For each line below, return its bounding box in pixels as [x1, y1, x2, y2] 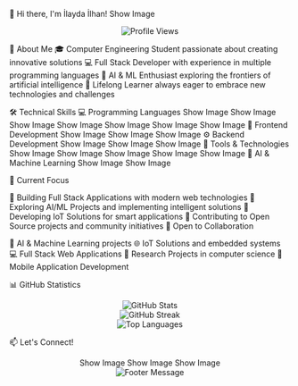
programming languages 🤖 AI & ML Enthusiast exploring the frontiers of [9, 70, 271, 80]
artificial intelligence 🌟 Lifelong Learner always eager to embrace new [9, 80, 266, 89]
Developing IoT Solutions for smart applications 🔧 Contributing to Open [9, 211, 270, 222]
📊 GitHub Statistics [9, 280, 81, 289]
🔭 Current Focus [9, 175, 70, 185]
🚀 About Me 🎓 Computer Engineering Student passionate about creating [9, 44, 278, 54]
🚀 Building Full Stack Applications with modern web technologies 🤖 [9, 192, 256, 203]
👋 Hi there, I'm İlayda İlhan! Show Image [9, 9, 155, 19]
